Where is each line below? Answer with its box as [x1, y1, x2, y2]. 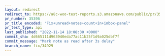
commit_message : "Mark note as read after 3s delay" [4, 39, 115, 44]
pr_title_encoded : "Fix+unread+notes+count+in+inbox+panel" [4, 20, 131, 26]
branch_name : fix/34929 [4, 43, 54, 48]
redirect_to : [4, 12, 32, 17]
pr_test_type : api [4, 25, 42, 30]
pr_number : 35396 [4, 16, 40, 21]
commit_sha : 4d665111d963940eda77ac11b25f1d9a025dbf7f [4, 35, 120, 39]
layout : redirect [4, 7, 40, 12]
